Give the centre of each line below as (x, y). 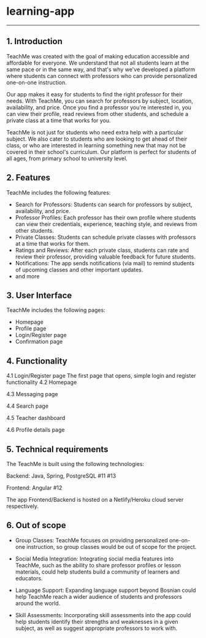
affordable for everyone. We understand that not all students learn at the (98, 63)
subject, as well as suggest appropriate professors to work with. (96, 628)
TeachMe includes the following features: (59, 192)
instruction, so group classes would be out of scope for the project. (112, 547)
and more (27, 276)
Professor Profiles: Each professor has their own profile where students (105, 217)
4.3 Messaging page (32, 394)
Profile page (31, 329)
